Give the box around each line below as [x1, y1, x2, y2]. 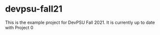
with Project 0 [5, 24, 34, 30]
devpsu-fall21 [5, 3, 63, 15]
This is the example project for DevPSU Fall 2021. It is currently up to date [5, 19, 156, 25]
